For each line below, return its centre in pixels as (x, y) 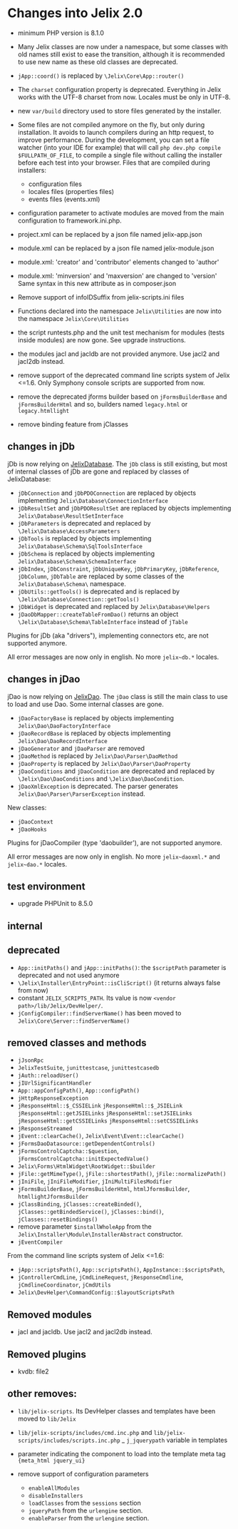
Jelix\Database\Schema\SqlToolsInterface (80, 546)
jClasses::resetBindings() (58, 1220)
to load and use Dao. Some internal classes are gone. (86, 704)
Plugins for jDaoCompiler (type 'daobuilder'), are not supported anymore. (115, 842)
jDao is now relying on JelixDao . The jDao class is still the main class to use (118, 696)
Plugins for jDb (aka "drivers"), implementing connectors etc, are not (108, 635)
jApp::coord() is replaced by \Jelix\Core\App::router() (101, 76)
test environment (46, 886)
